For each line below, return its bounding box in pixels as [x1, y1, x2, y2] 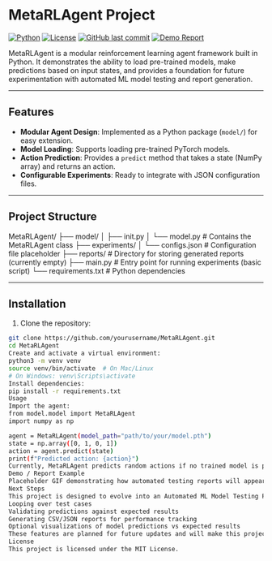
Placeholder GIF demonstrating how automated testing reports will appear [8, 477, 266, 485]
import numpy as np [8, 417, 74, 425]
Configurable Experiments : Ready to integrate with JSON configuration [19, 170, 261, 179]
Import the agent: [8, 402, 70, 411]
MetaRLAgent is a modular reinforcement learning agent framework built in [8, 48, 258, 58]
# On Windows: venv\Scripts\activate [8, 372, 136, 380]
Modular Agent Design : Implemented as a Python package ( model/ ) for [19, 127, 257, 136]
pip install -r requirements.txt [8, 387, 121, 395]
